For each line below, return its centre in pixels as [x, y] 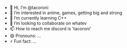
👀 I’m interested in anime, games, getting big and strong [66, 13]
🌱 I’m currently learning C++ [38, 18]
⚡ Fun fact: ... [23, 41]
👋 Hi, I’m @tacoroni [29, 8]
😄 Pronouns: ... [25, 36]
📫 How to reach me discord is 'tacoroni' [50, 29]
